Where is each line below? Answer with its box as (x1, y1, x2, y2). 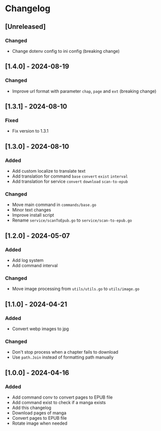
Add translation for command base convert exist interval (12, 173, 128, 179)
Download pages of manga (12, 409, 67, 416)
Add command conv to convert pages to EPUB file (12, 394, 113, 400)
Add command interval (12, 262, 58, 268)
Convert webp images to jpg (12, 326, 69, 332)
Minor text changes (12, 207, 51, 213)
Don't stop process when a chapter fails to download (12, 349, 118, 355)
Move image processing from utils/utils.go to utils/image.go (12, 286, 140, 292)
